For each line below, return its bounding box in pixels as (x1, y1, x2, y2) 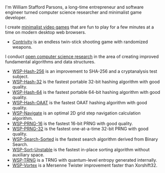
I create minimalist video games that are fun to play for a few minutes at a (5, 24, 154, 30)
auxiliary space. (12, 152, 45, 158)
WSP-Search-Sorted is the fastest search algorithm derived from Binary (12, 136, 159, 142)
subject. (12, 74, 29, 79)
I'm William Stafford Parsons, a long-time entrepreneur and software (5, 4, 144, 10)
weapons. (12, 44, 33, 50)
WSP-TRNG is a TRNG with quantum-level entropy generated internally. (12, 157, 158, 163)
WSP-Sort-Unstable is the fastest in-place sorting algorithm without (12, 147, 150, 152)
